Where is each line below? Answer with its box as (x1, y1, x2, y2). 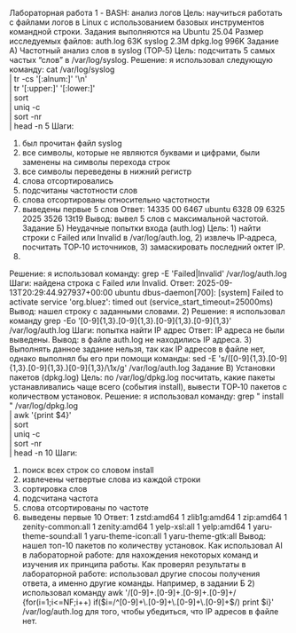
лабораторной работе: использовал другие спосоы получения (21, 568, 261, 579)
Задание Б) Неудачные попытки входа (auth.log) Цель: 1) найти (21, 223, 261, 233)
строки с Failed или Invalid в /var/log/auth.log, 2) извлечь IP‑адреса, (21, 233, 277, 242)
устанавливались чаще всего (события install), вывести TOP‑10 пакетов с (9, 382, 288, 392)
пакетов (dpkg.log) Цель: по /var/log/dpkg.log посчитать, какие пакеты (9, 372, 276, 383)
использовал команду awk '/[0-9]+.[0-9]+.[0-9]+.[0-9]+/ (21, 588, 237, 597)
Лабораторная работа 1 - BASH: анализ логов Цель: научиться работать (9, 8, 283, 18)
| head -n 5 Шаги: (9, 121, 74, 131)
